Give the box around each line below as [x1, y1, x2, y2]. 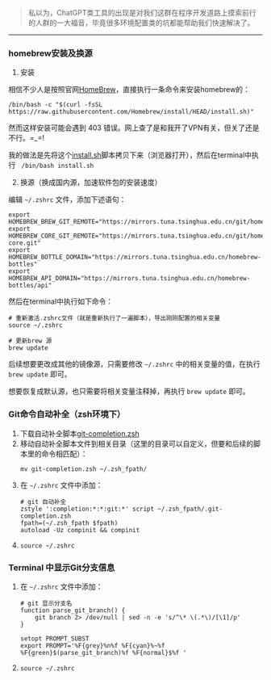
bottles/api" [8, 282, 52, 290]
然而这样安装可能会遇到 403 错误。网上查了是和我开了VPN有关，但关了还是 [8, 123, 260, 132]
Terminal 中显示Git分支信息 [8, 561, 115, 573]
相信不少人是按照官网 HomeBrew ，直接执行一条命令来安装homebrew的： [8, 85, 250, 94]
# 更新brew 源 [8, 337, 52, 346]
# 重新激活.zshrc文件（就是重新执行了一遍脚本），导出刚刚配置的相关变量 [8, 314, 220, 322]
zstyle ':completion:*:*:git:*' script [19, 505, 155, 513]
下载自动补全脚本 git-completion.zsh [19, 428, 140, 439]
